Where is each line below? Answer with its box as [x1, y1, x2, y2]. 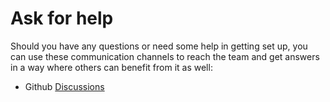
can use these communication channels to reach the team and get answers [10, 50, 320, 62]
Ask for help [10, 7, 114, 30]
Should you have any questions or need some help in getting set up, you [10, 40, 308, 52]
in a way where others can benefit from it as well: [10, 61, 213, 73]
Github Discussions [24, 80, 105, 92]
